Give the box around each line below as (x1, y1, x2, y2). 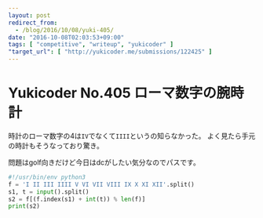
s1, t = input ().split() (8, 187, 89, 196)
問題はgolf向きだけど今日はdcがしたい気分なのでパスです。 (8, 158, 200, 167)
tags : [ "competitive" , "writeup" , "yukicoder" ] (8, 41, 174, 49)
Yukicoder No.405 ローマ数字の (8, 84, 217, 102)
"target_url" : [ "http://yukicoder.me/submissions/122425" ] (8, 48, 213, 56)
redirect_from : (8, 19, 58, 27)
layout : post (8, 11, 51, 20)
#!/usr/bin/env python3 (8, 173, 86, 181)
